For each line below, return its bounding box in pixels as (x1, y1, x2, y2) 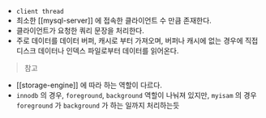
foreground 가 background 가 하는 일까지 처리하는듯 (15, 100, 180, 110)
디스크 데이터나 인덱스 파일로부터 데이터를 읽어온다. (15, 46, 179, 55)
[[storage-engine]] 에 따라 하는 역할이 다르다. (15, 80, 162, 90)
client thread (15, 7, 64, 15)
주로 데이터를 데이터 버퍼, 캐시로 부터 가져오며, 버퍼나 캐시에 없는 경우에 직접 (15, 36, 259, 45)
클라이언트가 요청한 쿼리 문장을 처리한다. (15, 26, 144, 35)
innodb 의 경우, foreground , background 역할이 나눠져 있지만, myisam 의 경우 (15, 91, 257, 99)
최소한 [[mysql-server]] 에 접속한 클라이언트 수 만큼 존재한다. (15, 15, 212, 25)
